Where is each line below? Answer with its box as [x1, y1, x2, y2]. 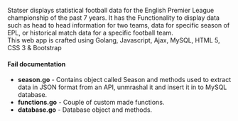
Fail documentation [7, 59, 66, 68]
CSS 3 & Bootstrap [7, 44, 62, 52]
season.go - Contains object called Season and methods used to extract [17, 76, 232, 84]
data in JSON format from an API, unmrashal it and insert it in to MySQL [17, 83, 227, 91]
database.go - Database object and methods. [17, 105, 153, 114]
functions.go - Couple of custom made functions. [17, 98, 165, 107]
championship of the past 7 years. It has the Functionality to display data [7, 13, 220, 22]
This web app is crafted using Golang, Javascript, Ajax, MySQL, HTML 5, [7, 36, 220, 45]
